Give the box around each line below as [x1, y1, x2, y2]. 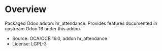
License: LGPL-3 [12, 40, 47, 46]
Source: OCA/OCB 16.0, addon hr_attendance [12, 35, 108, 41]
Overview [5, 4, 47, 15]
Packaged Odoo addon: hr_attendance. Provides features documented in [5, 20, 157, 26]
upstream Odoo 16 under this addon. [5, 25, 82, 31]
